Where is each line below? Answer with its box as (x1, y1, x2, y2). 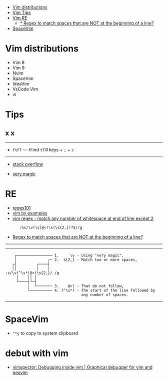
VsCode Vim (12, 86, 38, 92)
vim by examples (12, 210, 47, 216)
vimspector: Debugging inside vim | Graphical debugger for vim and (12, 364, 152, 370)
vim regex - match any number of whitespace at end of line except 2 (12, 215, 154, 221)
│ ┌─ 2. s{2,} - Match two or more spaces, (14, 257, 137, 262)
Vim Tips (12, 9, 31, 15)
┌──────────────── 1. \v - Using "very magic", (14, 252, 124, 258)
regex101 (12, 204, 31, 210)
